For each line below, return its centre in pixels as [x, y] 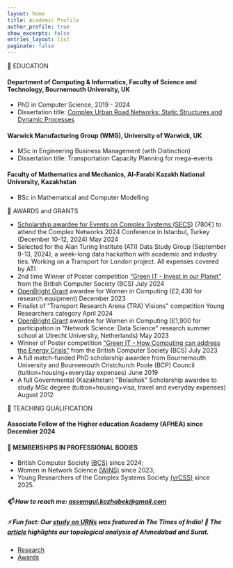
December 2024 [31, 431]
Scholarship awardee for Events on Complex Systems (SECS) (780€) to [119, 224]
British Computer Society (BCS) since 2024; [80, 463]
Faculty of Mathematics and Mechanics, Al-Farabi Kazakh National [106, 174]
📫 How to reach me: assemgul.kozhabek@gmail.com [87, 501]
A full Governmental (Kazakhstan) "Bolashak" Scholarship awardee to [117, 380]
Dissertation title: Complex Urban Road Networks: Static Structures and [120, 112]
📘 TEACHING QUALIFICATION [50, 408]
